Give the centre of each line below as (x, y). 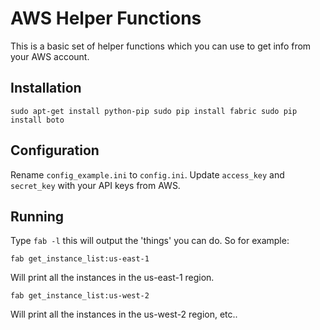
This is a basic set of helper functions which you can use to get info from (161, 46)
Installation (46, 88)
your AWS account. (50, 56)
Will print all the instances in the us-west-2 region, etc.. (124, 314)
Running (37, 216)
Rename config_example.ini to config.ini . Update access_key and (147, 174)
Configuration (55, 150)
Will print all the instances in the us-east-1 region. (112, 278)
